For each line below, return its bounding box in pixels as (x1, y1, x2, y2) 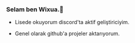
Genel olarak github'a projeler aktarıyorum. (14, 30, 120, 37)
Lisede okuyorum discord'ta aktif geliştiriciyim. (14, 19, 130, 26)
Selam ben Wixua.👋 (6, 5, 64, 14)
